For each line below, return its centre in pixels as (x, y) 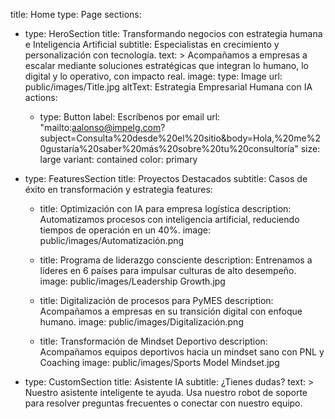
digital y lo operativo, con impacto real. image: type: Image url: (153, 76)
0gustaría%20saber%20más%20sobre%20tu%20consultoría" (169, 148)
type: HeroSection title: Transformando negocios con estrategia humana (173, 33)
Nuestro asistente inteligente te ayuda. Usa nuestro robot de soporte (166, 392)
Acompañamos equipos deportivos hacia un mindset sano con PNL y (182, 352)
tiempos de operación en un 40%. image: (125, 230)
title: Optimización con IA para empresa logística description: (165, 208)
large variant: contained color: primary (118, 159)
